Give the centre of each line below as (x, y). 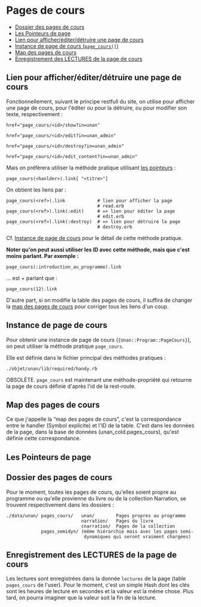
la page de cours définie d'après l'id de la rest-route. (71, 386)
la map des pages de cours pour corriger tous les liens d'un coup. (87, 306)
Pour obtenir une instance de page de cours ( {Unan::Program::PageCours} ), (99, 339)
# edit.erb (111, 216)
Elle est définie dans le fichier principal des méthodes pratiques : (86, 357)
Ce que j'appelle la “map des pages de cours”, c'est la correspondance (94, 419)
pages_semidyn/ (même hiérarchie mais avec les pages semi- (118, 531)
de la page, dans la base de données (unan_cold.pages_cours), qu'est (93, 432)
